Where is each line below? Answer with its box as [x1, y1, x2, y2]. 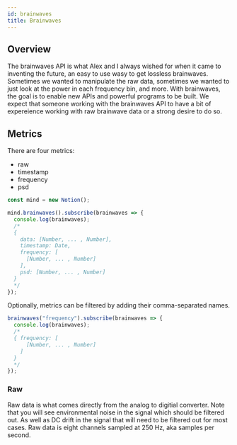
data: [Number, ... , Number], [20, 235, 112, 243]
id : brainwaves [7, 10, 52, 18]
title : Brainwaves [7, 17, 62, 24]
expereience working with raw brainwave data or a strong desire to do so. [7, 107, 223, 116]
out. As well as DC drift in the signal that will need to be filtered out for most [7, 415, 228, 424]
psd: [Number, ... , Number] [20, 269, 106, 276]
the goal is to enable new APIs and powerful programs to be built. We [7, 92, 209, 101]
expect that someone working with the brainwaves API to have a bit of [7, 100, 212, 108]
